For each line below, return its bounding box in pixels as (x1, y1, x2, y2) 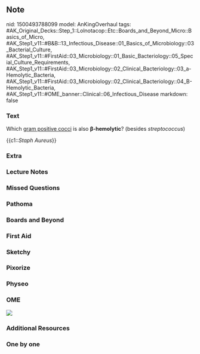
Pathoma (6, 199, 33, 208)
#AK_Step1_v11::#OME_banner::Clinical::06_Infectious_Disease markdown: (6, 90, 188, 97)
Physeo (6, 280, 29, 288)
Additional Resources (6, 324, 70, 332)
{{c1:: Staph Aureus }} (6, 137, 57, 144)
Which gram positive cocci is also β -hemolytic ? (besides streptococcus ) (6, 125, 186, 133)
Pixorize (6, 264, 31, 272)
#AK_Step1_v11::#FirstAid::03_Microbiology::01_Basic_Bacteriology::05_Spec (6, 52, 193, 59)
